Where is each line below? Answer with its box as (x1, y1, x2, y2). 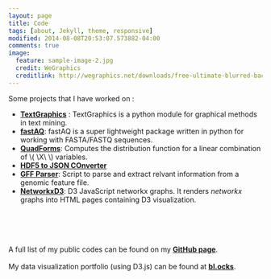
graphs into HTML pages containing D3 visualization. (19, 195, 197, 204)
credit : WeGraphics (15, 64, 81, 72)
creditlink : (15, 72, 56, 80)
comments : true (8, 42, 60, 50)
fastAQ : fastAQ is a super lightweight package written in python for (19, 126, 244, 136)
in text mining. (19, 117, 68, 127)
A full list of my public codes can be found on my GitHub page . (8, 244, 219, 254)
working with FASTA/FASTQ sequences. (19, 134, 153, 145)
